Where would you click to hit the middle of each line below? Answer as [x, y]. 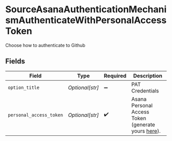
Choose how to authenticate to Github [45, 45]
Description [148, 76]
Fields [15, 62]
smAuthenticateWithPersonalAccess [86, 20]
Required [115, 76]
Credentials [145, 90]
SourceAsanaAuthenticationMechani [86, 9]
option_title [24, 87]
